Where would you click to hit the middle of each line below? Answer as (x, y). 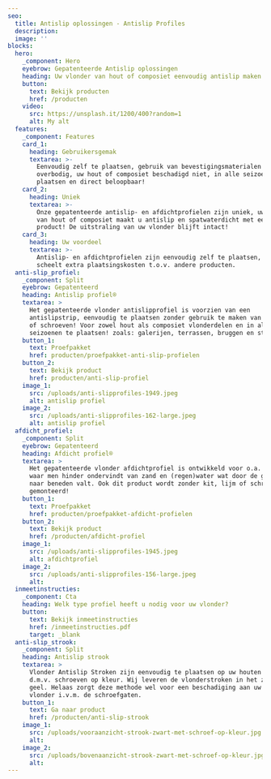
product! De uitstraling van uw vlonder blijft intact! (133, 227)
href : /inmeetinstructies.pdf (80, 627)
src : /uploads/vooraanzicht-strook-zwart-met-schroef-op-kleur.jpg (145, 733)
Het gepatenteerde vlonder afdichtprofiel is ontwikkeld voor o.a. (145, 469)
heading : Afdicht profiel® (68, 454)
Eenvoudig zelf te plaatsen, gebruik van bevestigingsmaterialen (149, 167)
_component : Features (58, 136)
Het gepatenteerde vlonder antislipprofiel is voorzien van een (140, 310)
